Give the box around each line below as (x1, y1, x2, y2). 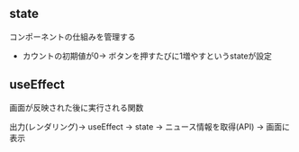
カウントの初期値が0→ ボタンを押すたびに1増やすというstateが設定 (22, 50, 273, 61)
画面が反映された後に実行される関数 (9, 102, 144, 112)
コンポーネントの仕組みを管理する (9, 31, 136, 42)
